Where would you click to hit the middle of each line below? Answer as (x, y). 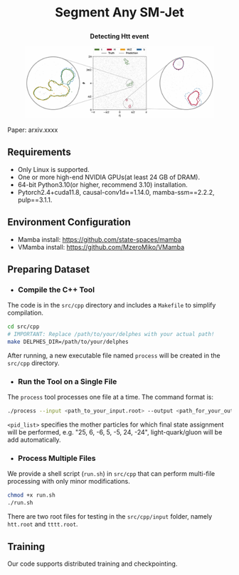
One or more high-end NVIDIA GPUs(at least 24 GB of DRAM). (109, 177)
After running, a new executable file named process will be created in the (114, 356)
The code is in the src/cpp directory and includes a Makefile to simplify (112, 305)
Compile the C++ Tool (56, 290)
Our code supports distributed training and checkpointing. (92, 564)
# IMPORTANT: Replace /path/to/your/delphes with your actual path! (111, 335)
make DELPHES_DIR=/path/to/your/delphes (68, 342)
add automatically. (34, 440)
